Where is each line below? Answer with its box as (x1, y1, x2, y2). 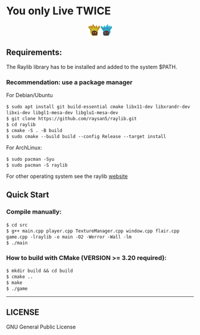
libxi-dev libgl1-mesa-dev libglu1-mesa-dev (6, 110, 118, 116)
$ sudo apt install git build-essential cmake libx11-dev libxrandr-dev (6, 104, 190, 110)
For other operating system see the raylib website (6, 173, 128, 180)
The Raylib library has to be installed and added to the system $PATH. (6, 63, 177, 70)
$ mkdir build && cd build (6, 268, 73, 274)
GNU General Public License (6, 323, 76, 330)
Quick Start (6, 190, 49, 200)
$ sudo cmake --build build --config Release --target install (6, 134, 167, 140)
